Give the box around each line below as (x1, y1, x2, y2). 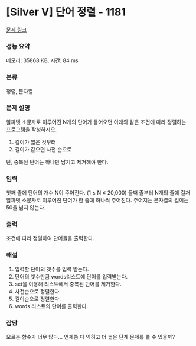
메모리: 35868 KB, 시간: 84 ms (6, 57, 79, 64)
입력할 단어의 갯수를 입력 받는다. (14, 266, 89, 273)
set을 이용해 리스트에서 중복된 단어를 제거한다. (14, 280, 122, 287)
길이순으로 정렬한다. (14, 295, 61, 302)
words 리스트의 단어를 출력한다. (14, 302, 89, 309)
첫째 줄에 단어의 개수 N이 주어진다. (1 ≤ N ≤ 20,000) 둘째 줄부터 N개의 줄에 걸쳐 (6, 189, 191, 196)
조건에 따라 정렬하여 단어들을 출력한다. (6, 235, 94, 242)
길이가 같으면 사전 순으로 (14, 145, 72, 153)
